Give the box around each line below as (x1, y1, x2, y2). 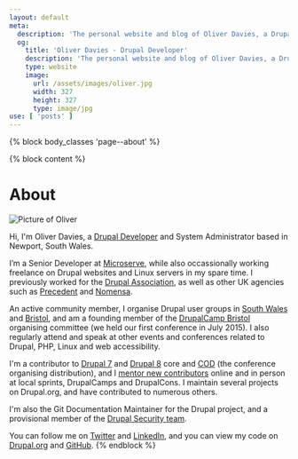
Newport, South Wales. (9, 241, 94, 251)
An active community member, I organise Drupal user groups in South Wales (9, 304, 288, 314)
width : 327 (32, 87, 74, 96)
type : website (25, 63, 77, 72)
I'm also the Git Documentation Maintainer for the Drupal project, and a (9, 404, 269, 415)
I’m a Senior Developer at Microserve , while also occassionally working (9, 258, 269, 269)
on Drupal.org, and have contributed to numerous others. (9, 387, 218, 398)
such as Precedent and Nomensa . (9, 286, 133, 297)
